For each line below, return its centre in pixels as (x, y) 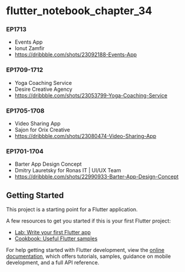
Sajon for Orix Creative (42, 130)
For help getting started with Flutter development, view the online (85, 250)
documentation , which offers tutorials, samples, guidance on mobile (88, 256)
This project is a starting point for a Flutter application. (72, 209)
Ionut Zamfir (29, 48)
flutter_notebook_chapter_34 (79, 11)
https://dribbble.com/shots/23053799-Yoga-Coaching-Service (91, 95)
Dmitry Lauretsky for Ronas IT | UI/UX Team (68, 171)
